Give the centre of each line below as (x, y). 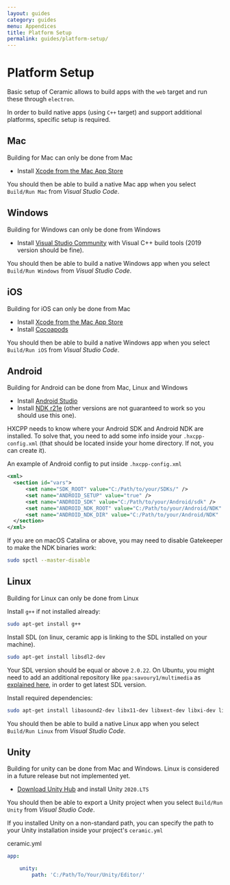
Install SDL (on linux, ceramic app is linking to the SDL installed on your (107, 637)
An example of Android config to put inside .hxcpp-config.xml (94, 464)
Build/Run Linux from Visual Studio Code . (66, 731)
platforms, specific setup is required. (59, 120)
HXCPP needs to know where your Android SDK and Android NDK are (105, 429)
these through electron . (41, 99)
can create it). (27, 451)
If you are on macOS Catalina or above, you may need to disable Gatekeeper (115, 540)
